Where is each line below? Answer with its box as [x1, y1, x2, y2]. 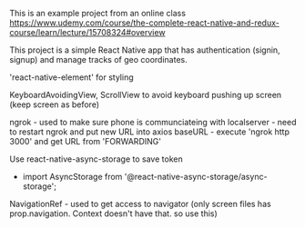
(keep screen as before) [9, 99, 100, 110]
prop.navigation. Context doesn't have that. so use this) [9, 208, 219, 219]
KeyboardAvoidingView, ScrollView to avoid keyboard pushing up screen [9, 90, 282, 100]
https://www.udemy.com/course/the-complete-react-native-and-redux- [9, 17, 280, 28]
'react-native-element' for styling [9, 72, 134, 83]
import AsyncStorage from [22, 172, 123, 182]
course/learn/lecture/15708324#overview [9, 27, 166, 37]
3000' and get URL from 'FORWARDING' [9, 136, 162, 146]
